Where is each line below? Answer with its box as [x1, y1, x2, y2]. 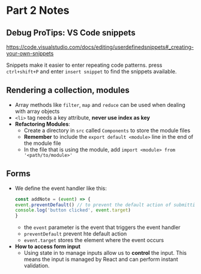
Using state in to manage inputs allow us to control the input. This [23, 249, 187, 257]
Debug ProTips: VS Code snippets [6, 28, 136, 38]
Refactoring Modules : [14, 120, 71, 127]
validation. [23, 262, 50, 269]
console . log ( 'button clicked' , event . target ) [14, 207, 131, 213]
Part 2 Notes [6, 4, 70, 17]
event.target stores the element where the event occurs [23, 237, 164, 244]
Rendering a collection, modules [6, 85, 130, 96]
